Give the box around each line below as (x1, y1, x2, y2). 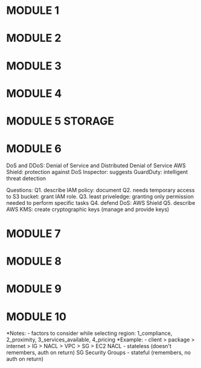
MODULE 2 (6, 31, 62, 45)
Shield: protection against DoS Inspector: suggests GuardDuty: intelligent (6, 168, 188, 175)
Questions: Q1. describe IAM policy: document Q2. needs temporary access (6, 186, 195, 193)
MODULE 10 (6, 309, 66, 323)
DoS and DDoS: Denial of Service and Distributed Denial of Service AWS (6, 161, 186, 169)
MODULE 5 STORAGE (6, 114, 115, 128)
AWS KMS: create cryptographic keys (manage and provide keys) (6, 205, 170, 213)
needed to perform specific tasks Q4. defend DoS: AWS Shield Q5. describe (6, 199, 196, 206)
